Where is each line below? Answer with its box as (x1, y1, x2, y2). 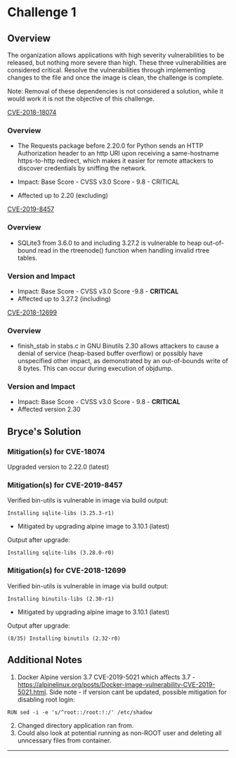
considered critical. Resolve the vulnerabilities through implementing (7, 66, 206, 74)
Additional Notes (7, 654, 83, 666)
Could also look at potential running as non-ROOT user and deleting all (17, 728, 222, 737)
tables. (17, 253, 37, 262)
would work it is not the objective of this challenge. (7, 94, 155, 103)
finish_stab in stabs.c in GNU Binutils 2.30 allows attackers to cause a (17, 342, 219, 350)
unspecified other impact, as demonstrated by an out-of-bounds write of (17, 357, 228, 365)
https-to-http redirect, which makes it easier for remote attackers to (17, 156, 214, 165)
